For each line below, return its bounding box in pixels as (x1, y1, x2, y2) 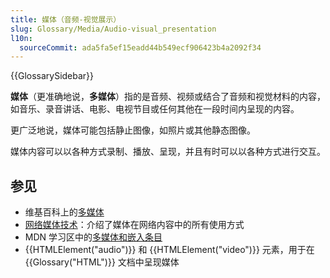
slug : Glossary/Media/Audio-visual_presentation (10, 24, 217, 34)
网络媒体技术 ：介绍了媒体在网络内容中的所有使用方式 (24, 219, 245, 231)
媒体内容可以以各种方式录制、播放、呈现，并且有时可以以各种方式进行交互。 (10, 146, 326, 158)
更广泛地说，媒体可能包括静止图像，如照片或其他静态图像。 (10, 124, 256, 136)
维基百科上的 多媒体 (24, 206, 105, 218)
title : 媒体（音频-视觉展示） (10, 14, 122, 25)
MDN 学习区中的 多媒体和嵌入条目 (24, 231, 163, 243)
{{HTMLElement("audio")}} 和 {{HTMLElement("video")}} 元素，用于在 (24, 244, 315, 256)
